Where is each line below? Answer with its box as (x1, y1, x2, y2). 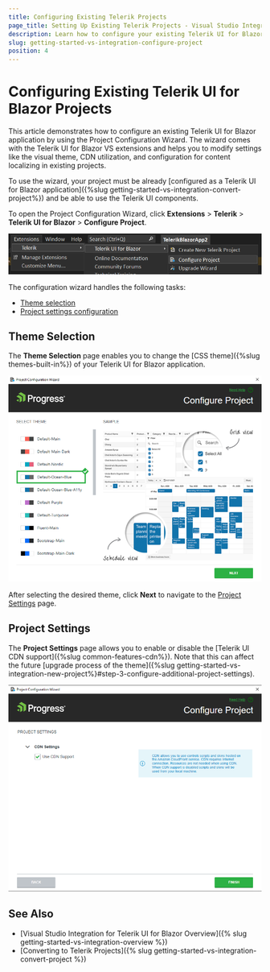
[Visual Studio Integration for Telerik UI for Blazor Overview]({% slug (19, 929, 247, 938)
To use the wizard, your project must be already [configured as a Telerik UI (8, 176, 256, 186)
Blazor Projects (8, 100, 112, 118)
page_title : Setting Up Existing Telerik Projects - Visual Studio (8, 21, 239, 30)
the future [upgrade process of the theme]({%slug (8, 660, 175, 670)
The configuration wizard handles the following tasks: (8, 282, 186, 292)
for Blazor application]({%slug (8, 185, 108, 195)
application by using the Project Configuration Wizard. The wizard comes (8, 135, 251, 145)
